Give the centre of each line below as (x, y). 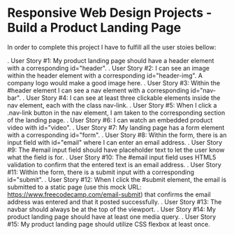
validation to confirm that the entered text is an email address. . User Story (114, 164)
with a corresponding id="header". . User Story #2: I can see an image (108, 68)
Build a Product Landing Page (94, 28)
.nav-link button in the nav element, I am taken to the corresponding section (116, 113)
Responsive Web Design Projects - (110, 13)
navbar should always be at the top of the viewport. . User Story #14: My (112, 209)
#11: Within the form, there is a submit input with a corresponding (101, 172)
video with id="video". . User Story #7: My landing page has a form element (116, 127)
